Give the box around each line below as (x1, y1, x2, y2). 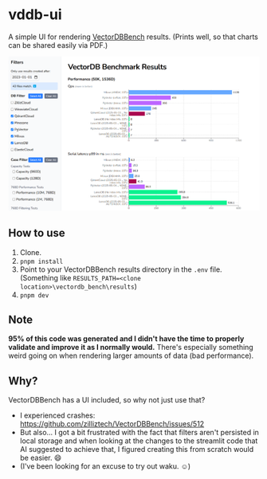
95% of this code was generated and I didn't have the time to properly (8, 334, 245, 344)
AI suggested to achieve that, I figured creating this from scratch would (19, 445, 254, 454)
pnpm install (19, 257, 64, 265)
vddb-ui (8, 6, 62, 24)
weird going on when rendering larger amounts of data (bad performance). (8, 351, 254, 360)
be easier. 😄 (19, 453, 62, 463)
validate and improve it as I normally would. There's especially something (8, 343, 253, 352)
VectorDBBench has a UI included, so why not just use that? (8, 395, 206, 405)
